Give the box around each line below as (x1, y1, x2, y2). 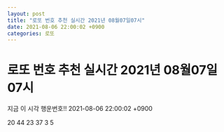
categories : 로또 (7, 29, 55, 37)
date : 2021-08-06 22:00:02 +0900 (7, 23, 105, 30)
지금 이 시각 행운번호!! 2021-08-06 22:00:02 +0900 (7, 105, 153, 113)
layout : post (7, 10, 45, 18)
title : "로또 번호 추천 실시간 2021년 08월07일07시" (7, 17, 146, 24)
